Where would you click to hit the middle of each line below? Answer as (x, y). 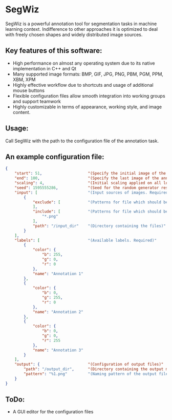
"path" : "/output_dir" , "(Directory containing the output (94, 369)
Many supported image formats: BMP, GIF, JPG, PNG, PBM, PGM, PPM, (88, 74)
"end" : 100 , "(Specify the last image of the (87, 178)
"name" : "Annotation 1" (58, 274)
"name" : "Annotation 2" (58, 312)
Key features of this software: (54, 51)
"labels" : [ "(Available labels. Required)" (86, 240)
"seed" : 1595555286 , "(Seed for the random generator (87, 188)
